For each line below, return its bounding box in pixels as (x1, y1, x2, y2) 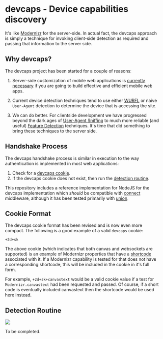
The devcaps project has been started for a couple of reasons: (5, 68, 132, 74)
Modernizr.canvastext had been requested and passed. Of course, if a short (5, 281, 159, 287)
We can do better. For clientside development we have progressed (12, 112, 147, 118)
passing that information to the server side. (5, 40, 92, 46)
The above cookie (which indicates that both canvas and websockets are (5, 246, 153, 252)
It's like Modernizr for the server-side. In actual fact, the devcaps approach (5, 30, 157, 36)
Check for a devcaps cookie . (12, 170, 71, 176)
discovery (5, 14, 47, 25)
